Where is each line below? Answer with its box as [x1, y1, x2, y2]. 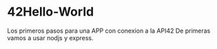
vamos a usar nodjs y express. [7, 33, 94, 42]
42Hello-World [7, 4, 94, 20]
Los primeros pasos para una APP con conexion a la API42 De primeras [7, 27, 211, 35]
